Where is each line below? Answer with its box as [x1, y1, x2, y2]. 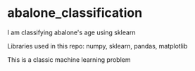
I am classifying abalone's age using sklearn [7, 28, 136, 37]
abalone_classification [7, 5, 143, 21]
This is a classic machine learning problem [7, 55, 131, 64]
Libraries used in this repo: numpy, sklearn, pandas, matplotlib [7, 41, 188, 50]
